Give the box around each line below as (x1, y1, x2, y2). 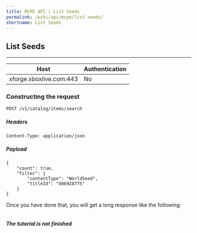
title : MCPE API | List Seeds (6, 8, 80, 15)
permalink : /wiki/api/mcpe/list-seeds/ (6, 14, 104, 20)
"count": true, (16, 165, 54, 171)
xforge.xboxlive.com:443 (9, 75, 79, 83)
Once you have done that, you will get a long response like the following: (6, 201, 182, 209)
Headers (6, 118, 28, 125)
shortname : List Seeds (6, 19, 62, 25)
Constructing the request (6, 92, 80, 101)
